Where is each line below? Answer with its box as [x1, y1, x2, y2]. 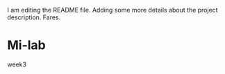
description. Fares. [7, 13, 61, 21]
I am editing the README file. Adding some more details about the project [7, 6, 218, 14]
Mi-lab [7, 37, 47, 53]
